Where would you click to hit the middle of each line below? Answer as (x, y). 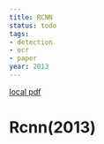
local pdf (25, 91)
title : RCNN (31, 17)
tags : (19, 34)
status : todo (33, 26)
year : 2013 (29, 67)
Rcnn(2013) (53, 128)
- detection (31, 42)
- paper (23, 58)
